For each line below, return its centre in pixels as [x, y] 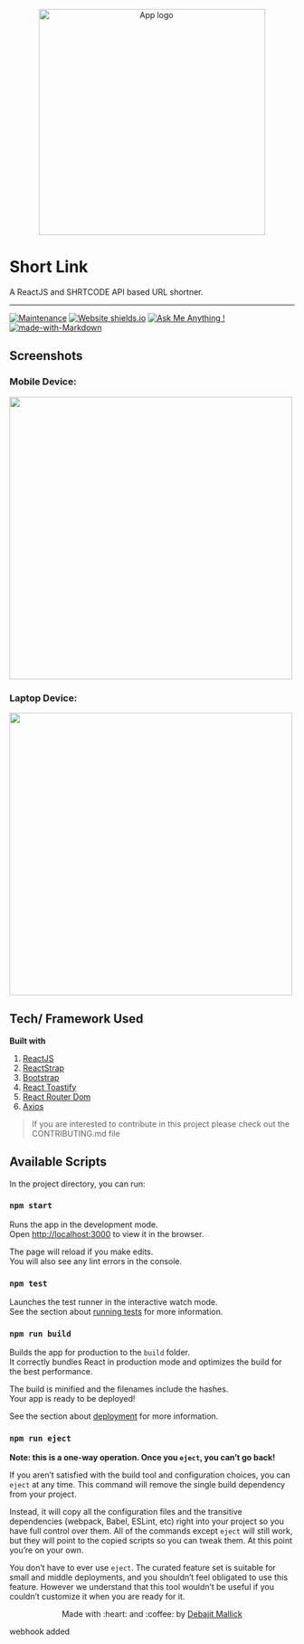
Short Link [49, 267]
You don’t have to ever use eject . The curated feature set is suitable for [142, 1567]
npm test [28, 1283]
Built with [28, 1041]
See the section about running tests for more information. [116, 1312]
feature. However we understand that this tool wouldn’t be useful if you [142, 1586]
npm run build [40, 1334]
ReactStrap [43, 1068]
